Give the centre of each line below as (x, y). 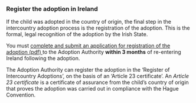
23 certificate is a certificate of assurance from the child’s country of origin (97, 82)
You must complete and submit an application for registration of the (88, 46)
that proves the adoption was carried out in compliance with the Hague (92, 89)
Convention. (21, 95)
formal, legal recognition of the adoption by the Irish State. (77, 34)
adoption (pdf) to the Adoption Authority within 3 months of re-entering (94, 52)
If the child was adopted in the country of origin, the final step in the (89, 22)
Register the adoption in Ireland (52, 9)
